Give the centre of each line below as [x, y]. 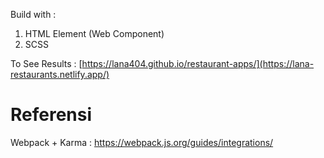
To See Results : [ [46, 63]
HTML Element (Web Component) [94, 33]
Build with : [33, 14]
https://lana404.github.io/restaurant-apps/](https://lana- [198, 63]
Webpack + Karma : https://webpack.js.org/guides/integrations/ [142, 142]
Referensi [51, 115]
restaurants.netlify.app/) [60, 74]
